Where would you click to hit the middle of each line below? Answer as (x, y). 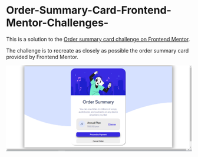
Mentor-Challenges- (57, 23)
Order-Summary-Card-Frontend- (89, 10)
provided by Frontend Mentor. (42, 57)
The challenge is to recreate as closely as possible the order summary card (98, 50)
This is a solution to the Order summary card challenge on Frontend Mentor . (98, 39)
